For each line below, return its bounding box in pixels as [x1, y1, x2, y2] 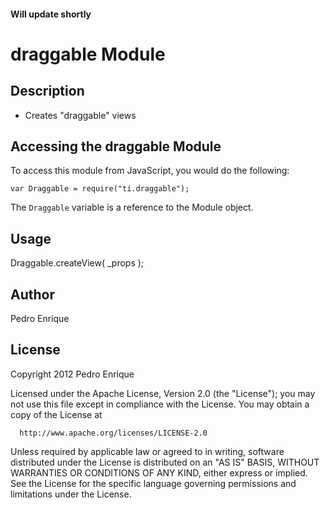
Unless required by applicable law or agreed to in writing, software [10, 445, 285, 457]
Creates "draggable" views [24, 109, 137, 121]
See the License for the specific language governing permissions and [10, 477, 297, 489]
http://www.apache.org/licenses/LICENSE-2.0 [19, 428, 208, 438]
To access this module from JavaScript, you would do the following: [10, 165, 290, 177]
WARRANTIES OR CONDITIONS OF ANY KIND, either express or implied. [10, 466, 308, 479]
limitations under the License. [10, 488, 132, 500]
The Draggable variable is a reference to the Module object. [10, 201, 254, 214]
